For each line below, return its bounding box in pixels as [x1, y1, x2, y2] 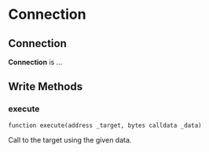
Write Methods [8, 80, 83, 93]
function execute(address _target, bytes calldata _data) [8, 121, 202, 129]
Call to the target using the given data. [8, 135, 132, 144]
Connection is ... [8, 57, 63, 67]
